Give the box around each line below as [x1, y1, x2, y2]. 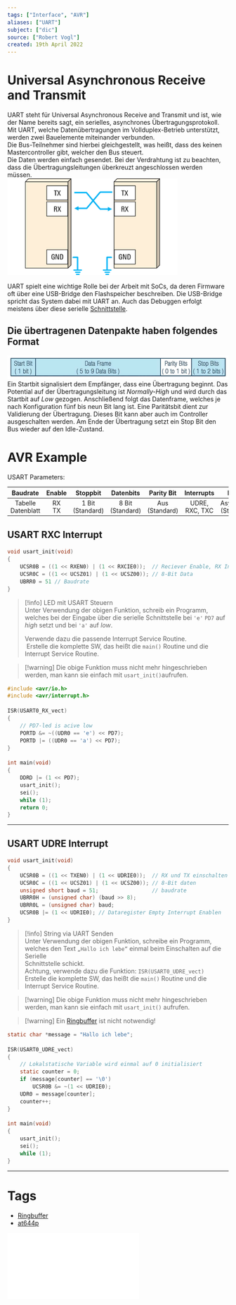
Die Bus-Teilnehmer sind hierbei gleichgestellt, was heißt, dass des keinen [7, 141, 223, 149]
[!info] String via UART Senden [24, 929, 114, 938]
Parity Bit [148, 489, 177, 497]
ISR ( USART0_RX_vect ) [7, 707, 68, 715]
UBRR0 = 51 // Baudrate [20, 578, 90, 585]
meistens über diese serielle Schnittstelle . [7, 305, 128, 313]
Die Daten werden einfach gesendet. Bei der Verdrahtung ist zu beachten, [7, 156, 221, 164]
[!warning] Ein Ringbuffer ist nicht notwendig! [24, 1016, 156, 1025]
